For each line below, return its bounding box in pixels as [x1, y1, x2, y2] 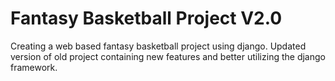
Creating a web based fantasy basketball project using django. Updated [10, 40, 307, 52]
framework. [10, 61, 58, 73]
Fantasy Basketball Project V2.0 [10, 7, 283, 30]
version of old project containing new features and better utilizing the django [10, 50, 326, 62]
